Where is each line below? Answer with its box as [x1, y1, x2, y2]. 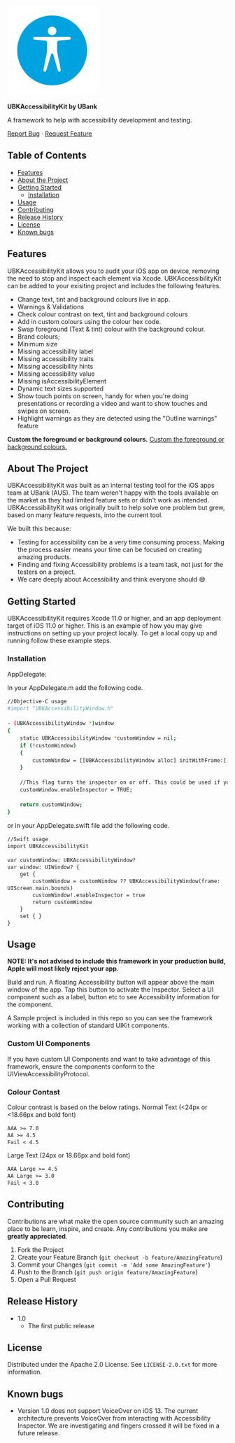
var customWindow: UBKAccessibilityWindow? [7, 857, 136, 864]
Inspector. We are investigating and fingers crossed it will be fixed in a [17, 1421, 220, 1430]
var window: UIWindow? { [7, 864, 80, 871]
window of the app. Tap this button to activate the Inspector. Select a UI [7, 985, 214, 994]
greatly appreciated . [7, 1232, 68, 1240]
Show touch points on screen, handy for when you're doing [17, 391, 189, 400]
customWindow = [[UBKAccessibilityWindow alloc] [32, 756, 177, 764]
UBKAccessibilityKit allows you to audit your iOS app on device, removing [7, 267, 220, 275]
